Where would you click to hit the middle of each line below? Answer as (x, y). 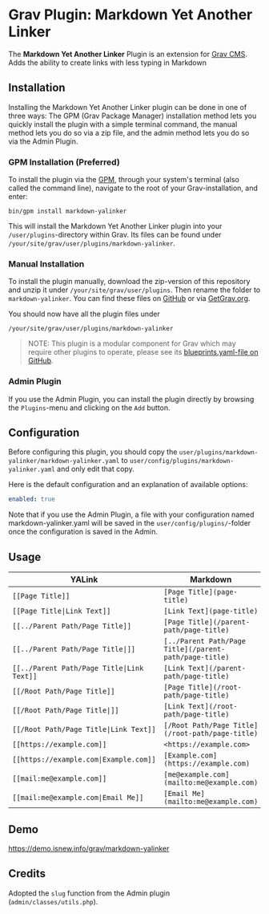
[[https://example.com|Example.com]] (84, 760)
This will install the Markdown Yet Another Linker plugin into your (115, 226)
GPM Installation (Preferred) (64, 162)
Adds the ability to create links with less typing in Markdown (107, 63)
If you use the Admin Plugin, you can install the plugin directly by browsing (131, 399)
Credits (27, 873)
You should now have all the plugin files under (84, 314)
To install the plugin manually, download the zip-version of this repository (129, 282)
